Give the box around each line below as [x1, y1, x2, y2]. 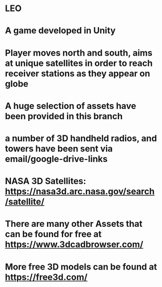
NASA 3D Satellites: [5, 175, 86, 187]
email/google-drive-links [5, 153, 108, 164]
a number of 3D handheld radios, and [5, 133, 157, 143]
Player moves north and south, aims [5, 47, 153, 58]
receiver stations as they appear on [5, 68, 150, 79]
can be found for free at [5, 229, 102, 240]
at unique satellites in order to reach [5, 58, 153, 68]
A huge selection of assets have [5, 100, 136, 112]
